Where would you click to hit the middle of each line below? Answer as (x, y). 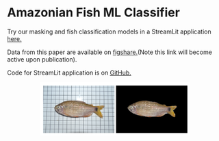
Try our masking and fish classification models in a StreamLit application (109, 31)
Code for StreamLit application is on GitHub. (69, 73)
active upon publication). (42, 59)
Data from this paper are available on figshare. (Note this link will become (109, 52)
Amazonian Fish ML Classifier (93, 13)
